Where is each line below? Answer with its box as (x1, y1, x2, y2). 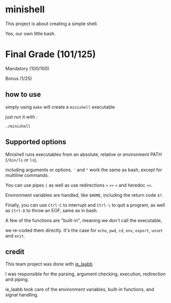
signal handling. (5, 292, 39, 298)
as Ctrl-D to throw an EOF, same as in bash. (5, 207, 98, 213)
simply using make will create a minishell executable (5, 104, 115, 110)
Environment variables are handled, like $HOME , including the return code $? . (5, 192, 163, 198)
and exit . (5, 232, 26, 239)
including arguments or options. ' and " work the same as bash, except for (5, 167, 162, 173)
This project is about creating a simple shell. (5, 21, 98, 27)
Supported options (5, 137, 66, 147)
